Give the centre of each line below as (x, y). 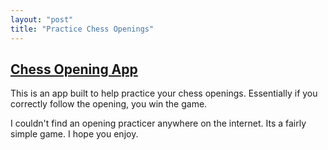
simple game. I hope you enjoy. (74, 134)
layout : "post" (42, 19)
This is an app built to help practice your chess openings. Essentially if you (164, 93)
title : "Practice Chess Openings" (82, 29)
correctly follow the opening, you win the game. (109, 104)
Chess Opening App (74, 69)
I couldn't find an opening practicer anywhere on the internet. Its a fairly (158, 123)
